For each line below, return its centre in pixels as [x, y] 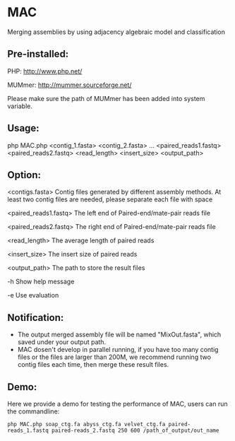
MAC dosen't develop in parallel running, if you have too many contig [118, 350]
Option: [24, 175]
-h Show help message [41, 282]
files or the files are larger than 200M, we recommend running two [114, 357]
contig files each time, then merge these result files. [93, 365]
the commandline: [34, 411]
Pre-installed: [38, 54]
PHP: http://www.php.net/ [45, 71]
